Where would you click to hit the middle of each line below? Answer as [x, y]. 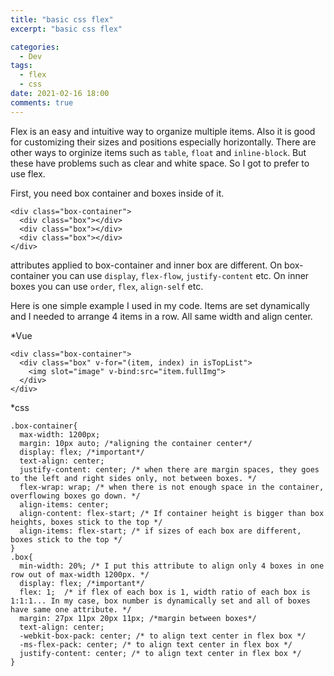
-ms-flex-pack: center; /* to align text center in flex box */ [156, 644]
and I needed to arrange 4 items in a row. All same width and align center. [161, 316]
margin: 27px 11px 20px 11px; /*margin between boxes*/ [138, 618]
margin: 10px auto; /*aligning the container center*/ [136, 443]
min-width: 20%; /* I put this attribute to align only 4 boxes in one [172, 566]
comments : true [42, 102]
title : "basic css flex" [62, 19]
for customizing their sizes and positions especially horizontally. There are [163, 142]
